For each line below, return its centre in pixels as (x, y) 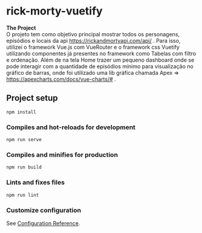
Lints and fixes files (36, 182)
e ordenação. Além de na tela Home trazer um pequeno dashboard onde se (100, 60)
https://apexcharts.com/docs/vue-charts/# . (61, 79)
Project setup (32, 98)
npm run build (24, 167)
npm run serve (24, 140)
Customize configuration (44, 210)
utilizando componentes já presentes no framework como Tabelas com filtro (101, 53)
